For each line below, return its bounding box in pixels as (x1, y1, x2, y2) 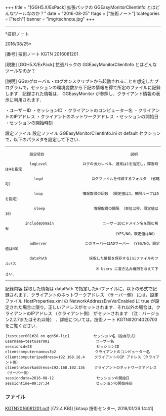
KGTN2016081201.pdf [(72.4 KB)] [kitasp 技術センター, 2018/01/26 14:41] (5, 406, 154, 412)
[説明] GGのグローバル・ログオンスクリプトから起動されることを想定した (5, 78, 155, 84)
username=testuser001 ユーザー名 (5, 339, 115, 344)
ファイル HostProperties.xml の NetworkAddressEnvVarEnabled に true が (5, 298, 156, 304)
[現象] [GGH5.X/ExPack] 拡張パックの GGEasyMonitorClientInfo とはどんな (5, 61, 157, 67)
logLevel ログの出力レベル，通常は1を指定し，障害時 (29, 161, 159, 166)
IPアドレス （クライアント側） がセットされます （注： (31, 311, 142, 316)
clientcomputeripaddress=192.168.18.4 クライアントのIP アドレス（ (5, 355, 145, 360)
